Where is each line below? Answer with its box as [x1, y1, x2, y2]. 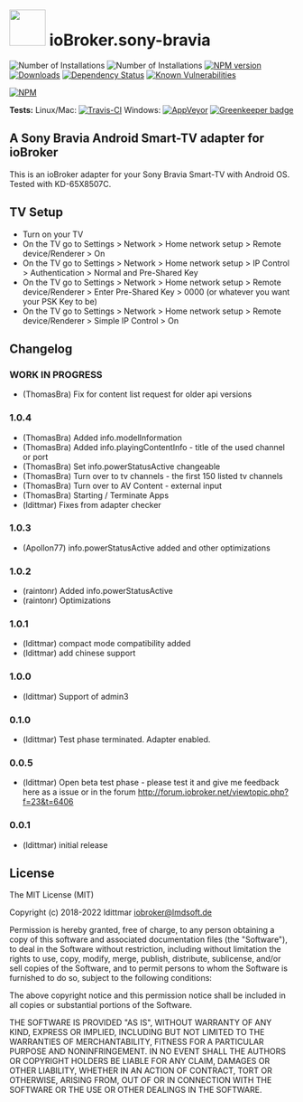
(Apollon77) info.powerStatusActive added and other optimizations [22, 542, 271, 553]
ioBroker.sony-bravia [49, 30, 211, 51]
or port [22, 451, 49, 462]
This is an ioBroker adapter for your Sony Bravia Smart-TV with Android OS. [9, 168, 290, 180]
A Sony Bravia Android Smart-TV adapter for [9, 131, 264, 146]
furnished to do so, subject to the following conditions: [9, 973, 212, 984]
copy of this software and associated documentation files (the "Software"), [9, 934, 289, 945]
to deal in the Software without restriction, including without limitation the [9, 944, 281, 955]
